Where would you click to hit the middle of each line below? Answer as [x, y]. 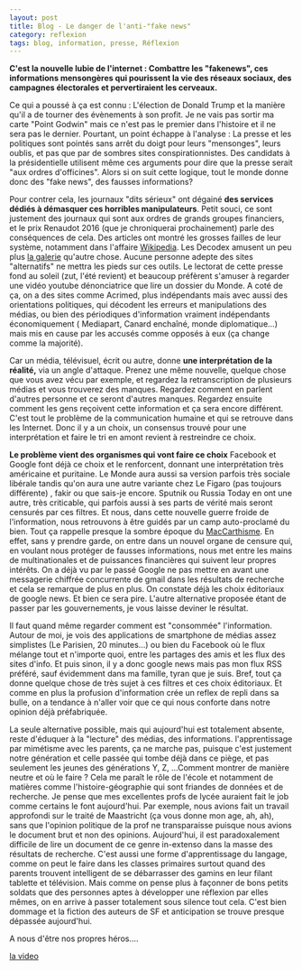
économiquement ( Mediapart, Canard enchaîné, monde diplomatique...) [143, 324]
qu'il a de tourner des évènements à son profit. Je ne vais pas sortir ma [142, 115]
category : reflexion [48, 34]
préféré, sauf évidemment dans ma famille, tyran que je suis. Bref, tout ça [146, 674]
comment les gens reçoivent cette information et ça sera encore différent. [146, 409]
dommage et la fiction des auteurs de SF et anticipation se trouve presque [147, 911]
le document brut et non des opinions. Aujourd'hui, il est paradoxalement [145, 835]
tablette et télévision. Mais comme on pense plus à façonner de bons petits [149, 883]
